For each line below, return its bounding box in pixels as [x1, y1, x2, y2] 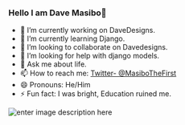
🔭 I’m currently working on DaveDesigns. [19, 26, 155, 35]
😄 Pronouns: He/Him [19, 80, 91, 90]
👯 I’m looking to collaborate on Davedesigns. [19, 42, 168, 52]
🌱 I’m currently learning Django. [19, 34, 125, 43]
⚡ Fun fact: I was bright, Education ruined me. [19, 89, 171, 99]
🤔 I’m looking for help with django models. [19, 51, 159, 61]
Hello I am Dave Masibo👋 [8, 7, 107, 18]
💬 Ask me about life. [19, 59, 87, 69]
